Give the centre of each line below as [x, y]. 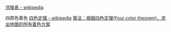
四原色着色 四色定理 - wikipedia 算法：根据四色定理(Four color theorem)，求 [85, 18]
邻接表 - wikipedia [24, 7]
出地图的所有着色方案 [28, 24]
